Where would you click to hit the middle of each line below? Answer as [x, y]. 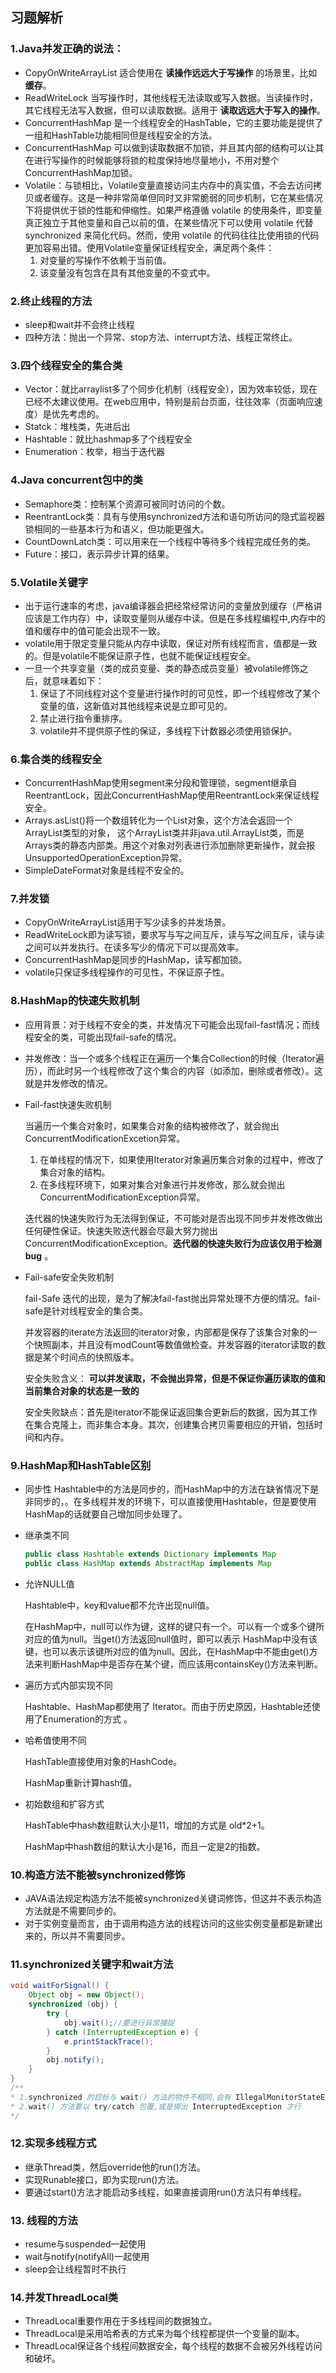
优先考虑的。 [78, 414]
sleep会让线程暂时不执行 [75, 2269]
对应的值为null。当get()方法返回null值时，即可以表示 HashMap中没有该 [171, 1639]
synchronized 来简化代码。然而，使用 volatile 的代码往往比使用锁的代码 [172, 235]
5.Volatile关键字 [49, 582]
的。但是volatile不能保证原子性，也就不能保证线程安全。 [140, 655]
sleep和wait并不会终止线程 [79, 324]
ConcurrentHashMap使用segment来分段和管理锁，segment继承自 [161, 783]
